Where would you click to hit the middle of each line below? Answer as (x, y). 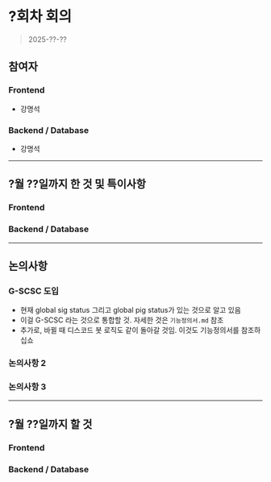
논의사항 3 (27, 387)
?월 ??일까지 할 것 (50, 424)
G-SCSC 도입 (33, 291)
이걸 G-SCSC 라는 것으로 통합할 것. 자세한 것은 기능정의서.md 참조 (122, 320)
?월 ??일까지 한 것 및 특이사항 (77, 184)
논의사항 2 (27, 364)
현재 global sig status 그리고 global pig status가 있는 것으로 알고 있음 (131, 310)
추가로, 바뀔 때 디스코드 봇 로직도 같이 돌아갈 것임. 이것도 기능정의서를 (129, 330)
